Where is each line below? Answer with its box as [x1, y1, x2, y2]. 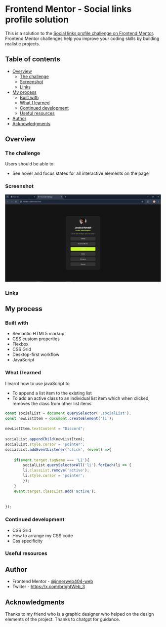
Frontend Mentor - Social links [5, 3, 132, 15]
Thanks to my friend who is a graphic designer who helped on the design [5, 611, 154, 617]
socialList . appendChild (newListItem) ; [5, 437, 85, 442]
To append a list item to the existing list [12, 390, 92, 396]
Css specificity [12, 538, 43, 544]
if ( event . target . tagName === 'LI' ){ [14, 458, 90, 463]
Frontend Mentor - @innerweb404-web [12, 579, 93, 585]
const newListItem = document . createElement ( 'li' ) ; [5, 416, 114, 421]
